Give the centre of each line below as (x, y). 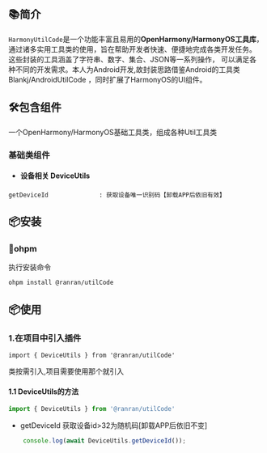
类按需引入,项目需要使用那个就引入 (66, 371)
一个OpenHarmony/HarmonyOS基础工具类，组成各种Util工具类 (113, 132)
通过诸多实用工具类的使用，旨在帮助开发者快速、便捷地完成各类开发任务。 (132, 49)
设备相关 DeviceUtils (55, 176)
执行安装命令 (30, 267)
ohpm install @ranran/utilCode (61, 283)
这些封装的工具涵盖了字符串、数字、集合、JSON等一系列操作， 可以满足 (129, 59)
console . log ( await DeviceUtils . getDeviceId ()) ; (104, 441)
